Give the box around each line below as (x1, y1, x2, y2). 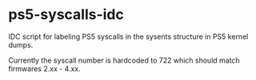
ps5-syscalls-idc (8, 6, 124, 24)
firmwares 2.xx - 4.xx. (8, 63, 82, 73)
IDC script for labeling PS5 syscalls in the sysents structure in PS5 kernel (8, 32, 249, 41)
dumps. (8, 40, 34, 49)
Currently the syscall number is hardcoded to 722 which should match (8, 55, 240, 65)
